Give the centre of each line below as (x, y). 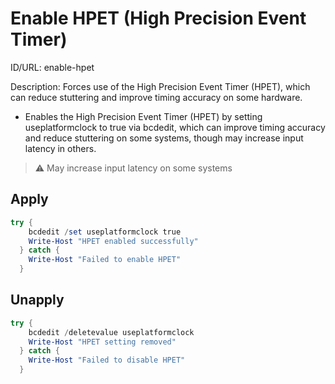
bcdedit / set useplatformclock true (105, 232)
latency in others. (60, 148)
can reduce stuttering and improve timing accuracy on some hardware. (156, 97)
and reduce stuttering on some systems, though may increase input (164, 138)
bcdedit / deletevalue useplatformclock (111, 332)
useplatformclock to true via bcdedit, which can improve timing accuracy (175, 127)
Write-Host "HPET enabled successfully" (113, 241)
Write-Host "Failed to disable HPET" (107, 360)
